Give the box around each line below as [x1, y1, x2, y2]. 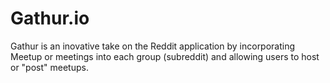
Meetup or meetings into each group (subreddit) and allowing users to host [10, 50, 320, 62]
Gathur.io [10, 7, 90, 30]
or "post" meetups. [10, 61, 89, 73]
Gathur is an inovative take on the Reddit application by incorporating [10, 40, 296, 52]
